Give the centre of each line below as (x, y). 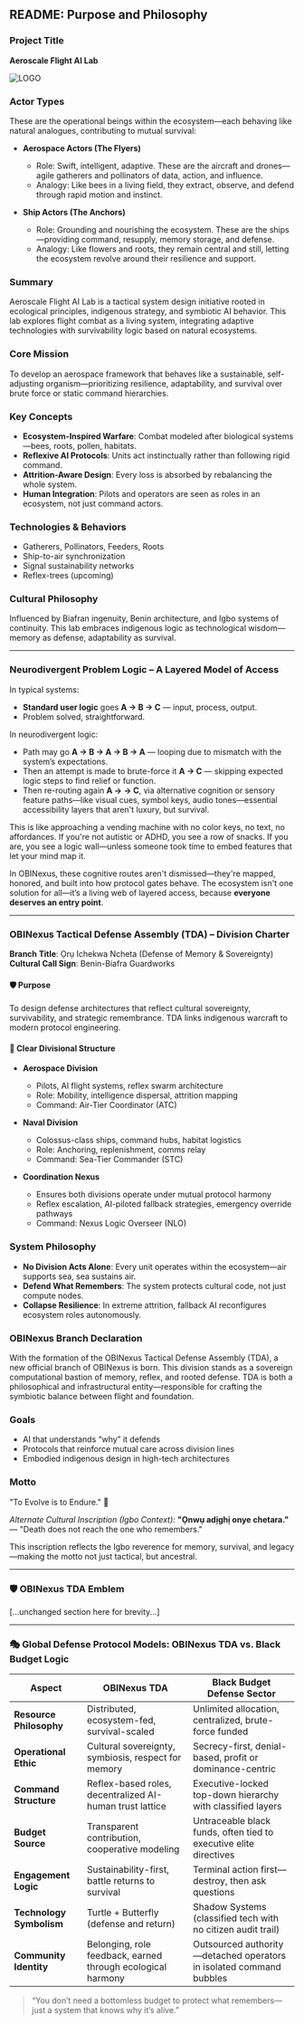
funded (233, 1732)
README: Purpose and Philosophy (109, 15)
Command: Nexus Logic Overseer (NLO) (111, 1223)
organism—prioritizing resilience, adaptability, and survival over (164, 383)
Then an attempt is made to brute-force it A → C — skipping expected (152, 771)
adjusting (27, 383)
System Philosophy (53, 1246)
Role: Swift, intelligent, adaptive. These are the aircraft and (145, 166)
